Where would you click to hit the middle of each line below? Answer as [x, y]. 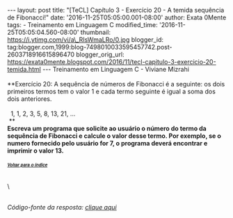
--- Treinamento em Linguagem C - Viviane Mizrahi [116, 69]
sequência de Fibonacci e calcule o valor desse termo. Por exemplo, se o [114, 136]
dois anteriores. [30, 99]
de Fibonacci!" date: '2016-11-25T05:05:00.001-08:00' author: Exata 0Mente [117, 17]
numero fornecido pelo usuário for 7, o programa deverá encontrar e [107, 143]
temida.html [24, 69]
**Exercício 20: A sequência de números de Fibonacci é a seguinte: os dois [116, 84]
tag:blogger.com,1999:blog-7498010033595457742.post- [90, 47]
